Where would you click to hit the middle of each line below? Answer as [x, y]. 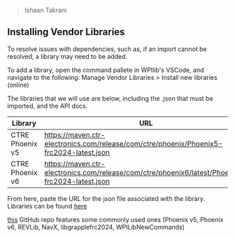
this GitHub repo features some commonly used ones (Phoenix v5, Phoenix [115, 219]
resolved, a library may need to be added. [67, 56]
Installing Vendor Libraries [66, 32]
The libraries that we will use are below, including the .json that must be [110, 98]
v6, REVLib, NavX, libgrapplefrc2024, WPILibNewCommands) [96, 227]
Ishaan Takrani [45, 10]
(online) [18, 85]
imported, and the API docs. [48, 106]
